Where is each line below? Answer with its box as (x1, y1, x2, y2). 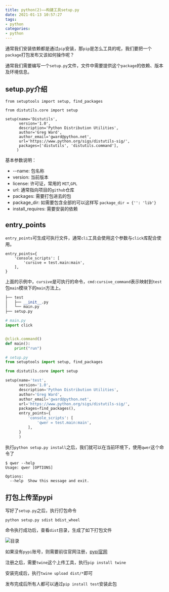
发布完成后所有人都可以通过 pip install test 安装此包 (5, 581, 117, 587)
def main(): (5, 341, 30, 346)
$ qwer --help (5, 460, 35, 466)
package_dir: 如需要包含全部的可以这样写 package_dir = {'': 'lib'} (12, 199, 157, 205)
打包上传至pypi (5, 493, 53, 501)
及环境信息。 (5, 69, 32, 75)
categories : (5, 26, 30, 31)
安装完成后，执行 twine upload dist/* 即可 (5, 570, 93, 576)
